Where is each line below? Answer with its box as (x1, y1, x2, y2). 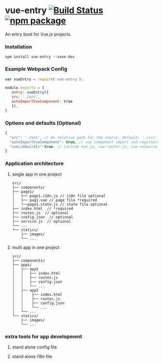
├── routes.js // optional (12, 210, 69, 215)
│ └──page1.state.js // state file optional (12, 202, 108, 207)
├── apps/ (12, 262, 33, 267)
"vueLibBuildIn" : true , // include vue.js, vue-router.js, (9, 144, 130, 149)
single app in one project (12, 171, 62, 177)
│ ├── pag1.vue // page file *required (12, 197, 97, 203)
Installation (5, 43, 33, 50)
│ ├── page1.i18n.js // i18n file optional (12, 193, 106, 198)
